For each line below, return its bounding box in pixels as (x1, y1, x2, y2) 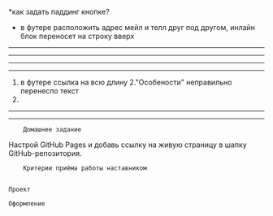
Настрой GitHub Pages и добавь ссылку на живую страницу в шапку (8, 140, 248, 149)
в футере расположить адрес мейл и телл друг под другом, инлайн (19, 23, 256, 32)
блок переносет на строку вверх (19, 32, 135, 41)
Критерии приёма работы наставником (23, 164, 148, 172)
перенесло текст (19, 86, 79, 96)
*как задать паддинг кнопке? (8, 7, 110, 16)
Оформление (8, 200, 45, 208)
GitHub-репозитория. (8, 149, 82, 158)
